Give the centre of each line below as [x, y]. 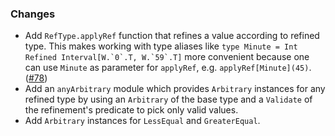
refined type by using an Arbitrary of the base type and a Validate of [168, 99]
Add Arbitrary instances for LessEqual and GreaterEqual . [142, 121]
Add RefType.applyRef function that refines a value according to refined [172, 36]
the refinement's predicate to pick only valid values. [131, 110]
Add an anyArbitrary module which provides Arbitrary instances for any [175, 89]
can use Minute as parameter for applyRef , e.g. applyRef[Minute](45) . [168, 68]
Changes [33, 14]
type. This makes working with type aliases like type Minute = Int [161, 46]
